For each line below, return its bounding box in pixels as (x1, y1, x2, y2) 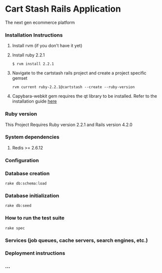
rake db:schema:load (5, 181, 47, 186)
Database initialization (5, 192, 60, 199)
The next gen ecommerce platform (5, 19, 75, 25)
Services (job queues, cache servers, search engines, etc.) (5, 237, 148, 244)
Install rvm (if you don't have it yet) (12, 43, 82, 49)
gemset (12, 75, 28, 81)
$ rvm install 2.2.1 (12, 62, 54, 67)
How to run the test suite (5, 215, 65, 221)
